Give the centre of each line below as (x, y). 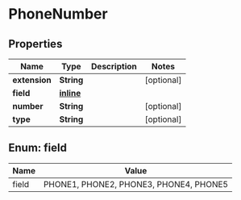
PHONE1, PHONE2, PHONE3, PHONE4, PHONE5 (135, 184)
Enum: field (37, 148)
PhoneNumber (58, 14)
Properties (35, 44)
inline (70, 93)
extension (32, 80)
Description (114, 67)
